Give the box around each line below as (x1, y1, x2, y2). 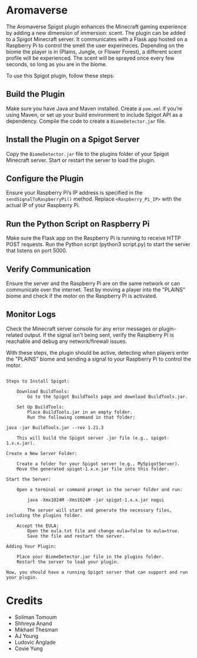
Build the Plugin (6, 89, 65, 99)
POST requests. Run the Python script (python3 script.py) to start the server (6, 241, 191, 248)
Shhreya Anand (14, 620, 52, 627)
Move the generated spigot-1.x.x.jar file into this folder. (16, 466, 169, 472)
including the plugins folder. (6, 512, 83, 518)
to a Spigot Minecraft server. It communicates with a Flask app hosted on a (6, 35, 188, 42)
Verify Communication (6, 264, 91, 274)
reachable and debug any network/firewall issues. (6, 338, 128, 345)
